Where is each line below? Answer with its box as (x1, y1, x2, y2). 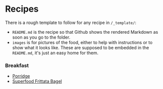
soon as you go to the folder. (12, 34, 70, 40)
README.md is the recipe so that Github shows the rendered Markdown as (12, 29, 159, 35)
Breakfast (5, 62, 29, 69)
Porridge (12, 73, 30, 79)
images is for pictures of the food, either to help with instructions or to (12, 39, 153, 45)
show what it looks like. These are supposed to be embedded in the (12, 44, 149, 50)
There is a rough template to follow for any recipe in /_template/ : (5, 20, 136, 25)
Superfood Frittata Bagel (12, 78, 62, 84)
